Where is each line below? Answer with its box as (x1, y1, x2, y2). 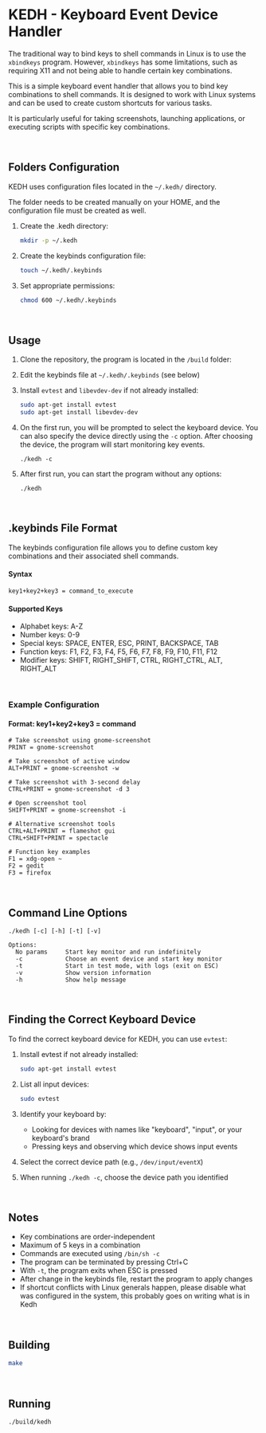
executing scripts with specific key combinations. (8, 122, 170, 131)
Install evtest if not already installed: (19, 1049, 139, 1059)
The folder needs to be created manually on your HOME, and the (8, 197, 221, 206)
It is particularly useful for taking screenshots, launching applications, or (8, 113, 245, 123)
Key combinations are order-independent (19, 1232, 155, 1242)
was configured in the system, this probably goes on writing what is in (19, 1291, 250, 1301)
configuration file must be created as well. (8, 206, 147, 215)
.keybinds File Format (8, 522, 118, 535)
